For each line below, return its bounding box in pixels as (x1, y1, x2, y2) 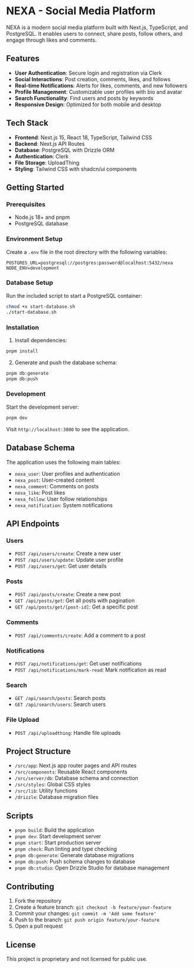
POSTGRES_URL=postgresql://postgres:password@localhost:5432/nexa (6, 260, 173, 266)
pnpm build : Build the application (14, 826, 95, 834)
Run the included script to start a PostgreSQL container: (6, 292, 143, 299)
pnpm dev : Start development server (14, 833, 102, 840)
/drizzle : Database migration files (14, 794, 99, 801)
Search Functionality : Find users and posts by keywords (14, 94, 154, 101)
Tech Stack (6, 118, 48, 128)
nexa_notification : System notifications (14, 501, 113, 508)
